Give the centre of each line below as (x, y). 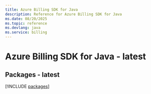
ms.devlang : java (23, 28)
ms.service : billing (26, 32)
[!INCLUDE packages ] (27, 86)
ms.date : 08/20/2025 (26, 19)
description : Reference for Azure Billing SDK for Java (63, 14)
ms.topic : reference (26, 23)
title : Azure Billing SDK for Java (42, 10)
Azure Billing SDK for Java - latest (75, 57)
